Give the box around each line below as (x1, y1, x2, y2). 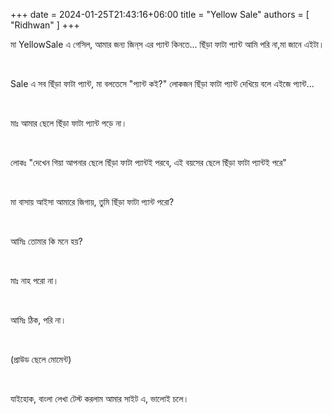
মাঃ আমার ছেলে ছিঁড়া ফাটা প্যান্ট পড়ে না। (10, 117, 128, 129)
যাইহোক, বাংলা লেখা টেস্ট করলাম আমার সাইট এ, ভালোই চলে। (10, 393, 190, 404)
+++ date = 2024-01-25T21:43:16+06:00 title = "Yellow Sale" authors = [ (10, 9, 310, 20)
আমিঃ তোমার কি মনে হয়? (10, 235, 83, 247)
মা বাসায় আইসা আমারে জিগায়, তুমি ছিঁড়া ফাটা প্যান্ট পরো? (10, 196, 175, 208)
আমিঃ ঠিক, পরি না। (10, 314, 67, 326)
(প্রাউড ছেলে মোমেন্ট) (10, 354, 72, 365)
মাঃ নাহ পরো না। (10, 275, 60, 286)
